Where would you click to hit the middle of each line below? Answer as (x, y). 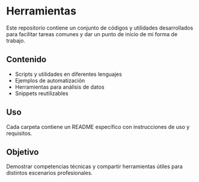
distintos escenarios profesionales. (50, 173)
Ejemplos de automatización (50, 80)
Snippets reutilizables (41, 93)
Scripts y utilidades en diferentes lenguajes (68, 74)
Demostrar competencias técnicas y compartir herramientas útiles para (95, 166)
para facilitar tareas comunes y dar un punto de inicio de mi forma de (92, 34)
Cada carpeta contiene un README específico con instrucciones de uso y (98, 127)
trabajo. (16, 40)
